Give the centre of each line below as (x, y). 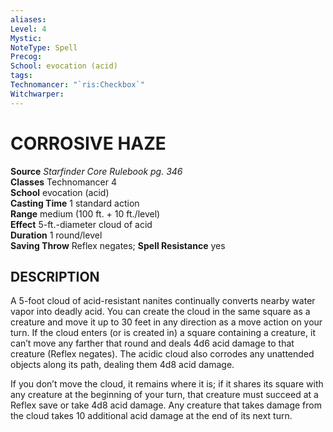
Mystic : (26, 38)
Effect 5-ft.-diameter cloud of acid (81, 224)
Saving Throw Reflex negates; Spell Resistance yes (118, 245)
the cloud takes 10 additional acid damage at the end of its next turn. (151, 416)
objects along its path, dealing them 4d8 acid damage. (122, 365)
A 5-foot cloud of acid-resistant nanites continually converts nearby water (163, 301)
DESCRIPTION (55, 276)
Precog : (26, 57)
